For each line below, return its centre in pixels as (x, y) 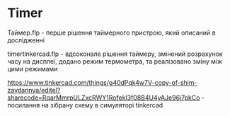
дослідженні (26, 40)
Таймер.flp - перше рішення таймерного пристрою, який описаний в (111, 33)
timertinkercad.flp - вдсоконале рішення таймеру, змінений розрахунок (115, 54)
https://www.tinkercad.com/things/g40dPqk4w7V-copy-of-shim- (102, 82)
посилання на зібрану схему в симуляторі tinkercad (85, 105)
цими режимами (33, 69)
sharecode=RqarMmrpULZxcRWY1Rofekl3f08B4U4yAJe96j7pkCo (104, 98)
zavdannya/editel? (34, 90)
